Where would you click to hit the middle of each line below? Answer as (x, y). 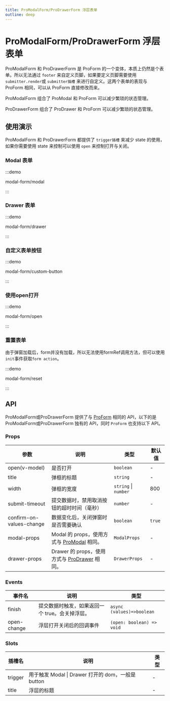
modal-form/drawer (26, 226)
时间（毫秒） (87, 507)
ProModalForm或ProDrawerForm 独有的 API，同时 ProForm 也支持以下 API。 (84, 423)
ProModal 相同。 (83, 542)
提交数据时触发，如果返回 (69, 606)
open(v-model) (26, 468)
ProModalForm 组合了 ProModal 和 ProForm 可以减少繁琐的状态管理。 (78, 99)
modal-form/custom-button (34, 271)
